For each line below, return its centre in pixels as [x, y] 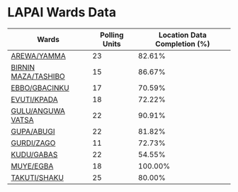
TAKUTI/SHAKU [37, 177]
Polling [112, 35]
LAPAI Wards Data [62, 12]
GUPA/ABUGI [33, 131]
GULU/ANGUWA [38, 111]
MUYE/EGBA [32, 166]
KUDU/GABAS [34, 154]
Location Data [182, 35]
